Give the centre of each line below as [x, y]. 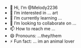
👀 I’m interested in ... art [34, 13]
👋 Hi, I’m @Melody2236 [34, 8]
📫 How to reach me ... [32, 29]
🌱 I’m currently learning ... [36, 18]
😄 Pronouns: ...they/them [36, 36]
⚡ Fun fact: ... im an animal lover [42, 41]
